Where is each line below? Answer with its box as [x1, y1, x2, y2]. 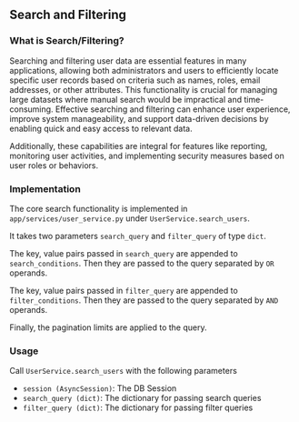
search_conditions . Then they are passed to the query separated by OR [9, 257, 274, 268]
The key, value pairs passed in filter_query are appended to [9, 285, 238, 296]
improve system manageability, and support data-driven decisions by [9, 113, 269, 124]
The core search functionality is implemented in [9, 203, 188, 214]
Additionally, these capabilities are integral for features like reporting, [9, 140, 268, 151]
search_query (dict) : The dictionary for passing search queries [22, 393, 262, 404]
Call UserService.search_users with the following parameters [9, 366, 238, 377]
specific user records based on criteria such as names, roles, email [9, 75, 261, 85]
